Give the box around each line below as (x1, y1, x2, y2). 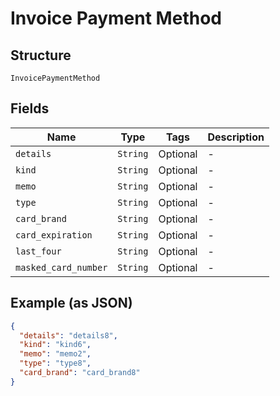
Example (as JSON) (10, 295, 133, 312)
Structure (10, 47, 72, 64)
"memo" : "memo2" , (19, 349, 92, 359)
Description (207, 130, 265, 144)
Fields (10, 100, 50, 117)
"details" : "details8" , (19, 330, 118, 341)
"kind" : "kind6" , (19, 340, 92, 350)
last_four (15, 245, 62, 257)
